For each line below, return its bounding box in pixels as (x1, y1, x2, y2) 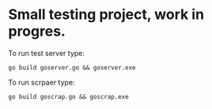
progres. (8, 22, 66, 40)
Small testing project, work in (8, 6, 204, 24)
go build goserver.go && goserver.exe (8, 63, 136, 72)
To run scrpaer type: (8, 77, 75, 87)
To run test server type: (8, 48, 85, 58)
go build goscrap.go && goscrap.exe (8, 92, 129, 100)
